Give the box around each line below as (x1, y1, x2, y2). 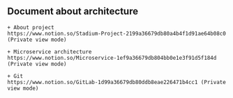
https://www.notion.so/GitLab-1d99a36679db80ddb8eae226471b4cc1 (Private (7, 79, 227, 85)
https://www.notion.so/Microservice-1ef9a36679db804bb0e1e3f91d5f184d (7, 54, 217, 61)
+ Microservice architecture (7, 48, 92, 55)
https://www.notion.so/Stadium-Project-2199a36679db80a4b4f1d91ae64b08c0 (7, 30, 227, 37)
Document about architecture (7, 6, 138, 17)
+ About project (7, 24, 54, 31)
